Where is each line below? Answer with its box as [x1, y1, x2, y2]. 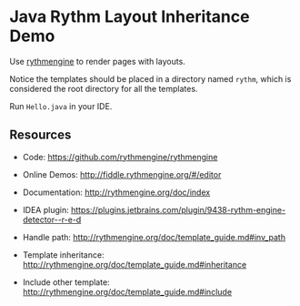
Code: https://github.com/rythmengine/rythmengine [22, 151, 218, 162]
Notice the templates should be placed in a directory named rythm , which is [9, 73, 292, 84]
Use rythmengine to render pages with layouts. [9, 56, 186, 66]
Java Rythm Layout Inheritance [9, 6, 250, 27]
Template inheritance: [22, 249, 105, 260]
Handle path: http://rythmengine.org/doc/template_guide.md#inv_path [22, 231, 286, 242]
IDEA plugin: [22, 204, 70, 215]
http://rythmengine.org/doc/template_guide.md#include [22, 286, 233, 297]
